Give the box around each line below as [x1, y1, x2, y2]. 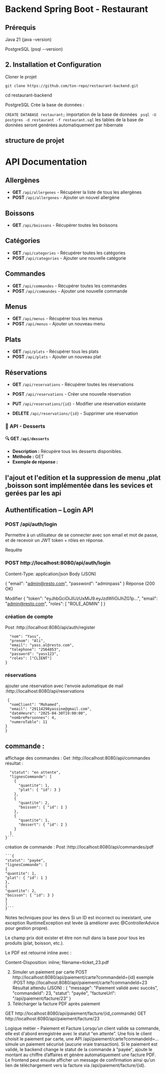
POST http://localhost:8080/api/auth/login [5, 559, 111, 566]
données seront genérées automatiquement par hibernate [5, 122, 123, 128]
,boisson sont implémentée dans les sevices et [5, 481, 153, 490]
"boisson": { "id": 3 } [5, 892, 55, 898]
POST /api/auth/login [5, 521, 57, 528]
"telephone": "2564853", [9, 647, 61, 652]
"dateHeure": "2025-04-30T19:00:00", [9, 711, 88, 716]
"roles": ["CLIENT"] [9, 655, 52, 660]
